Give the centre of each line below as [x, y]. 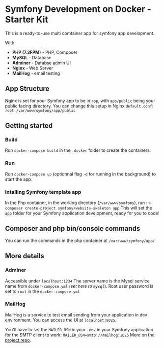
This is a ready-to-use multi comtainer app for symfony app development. [80, 33]
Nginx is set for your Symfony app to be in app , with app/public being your [80, 101]
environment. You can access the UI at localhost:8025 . [61, 320]
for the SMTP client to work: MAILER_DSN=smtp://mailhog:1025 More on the [80, 335]
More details [25, 256]
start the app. [19, 179]
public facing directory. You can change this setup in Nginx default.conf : [79, 106]
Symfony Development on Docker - [78, 9]
